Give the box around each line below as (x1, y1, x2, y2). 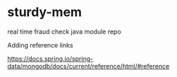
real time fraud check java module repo (7, 27, 121, 36)
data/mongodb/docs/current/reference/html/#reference (7, 62, 170, 70)
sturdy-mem (7, 4, 83, 20)
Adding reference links (7, 41, 73, 49)
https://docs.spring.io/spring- (7, 54, 94, 63)
